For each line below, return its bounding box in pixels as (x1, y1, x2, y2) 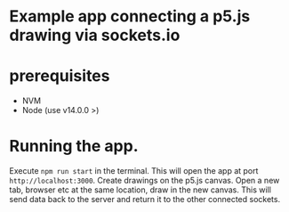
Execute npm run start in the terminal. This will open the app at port (9, 166, 259, 176)
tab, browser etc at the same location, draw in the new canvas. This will (9, 184, 271, 195)
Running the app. (9, 136, 139, 157)
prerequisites (9, 66, 110, 86)
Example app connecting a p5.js (9, 6, 251, 27)
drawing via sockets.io (9, 25, 181, 45)
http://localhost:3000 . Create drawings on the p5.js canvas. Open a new (9, 175, 280, 186)
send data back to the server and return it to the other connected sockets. (9, 194, 281, 205)
